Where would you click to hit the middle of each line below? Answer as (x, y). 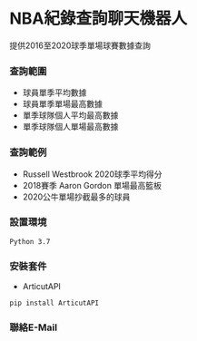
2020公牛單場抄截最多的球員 (76, 197)
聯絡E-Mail (33, 327)
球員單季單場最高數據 (62, 104)
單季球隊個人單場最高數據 (70, 127)
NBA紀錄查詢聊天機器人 (98, 19)
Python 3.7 (30, 241)
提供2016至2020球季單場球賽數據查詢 (80, 45)
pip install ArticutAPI (54, 303)
